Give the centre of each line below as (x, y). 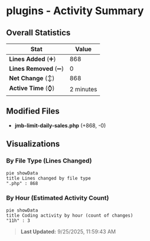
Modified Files (33, 111)
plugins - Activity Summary (75, 11)
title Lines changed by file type (49, 178)
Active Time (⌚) (32, 88)
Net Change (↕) (32, 78)
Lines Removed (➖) (36, 69)
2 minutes (83, 89)
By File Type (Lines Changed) (49, 161)
